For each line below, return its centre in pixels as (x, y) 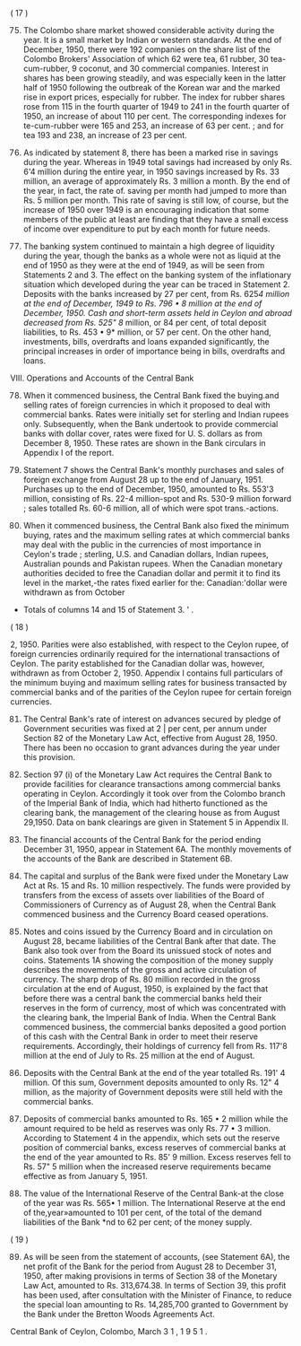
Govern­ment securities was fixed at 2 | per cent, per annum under (145, 729)
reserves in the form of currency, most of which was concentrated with (154, 1008)
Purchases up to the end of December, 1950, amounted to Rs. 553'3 (148, 489)
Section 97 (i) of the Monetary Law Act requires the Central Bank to (147, 774)
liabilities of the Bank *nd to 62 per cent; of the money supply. (138, 1222)
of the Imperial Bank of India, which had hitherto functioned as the (145, 803)
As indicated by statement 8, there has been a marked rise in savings (150, 153)
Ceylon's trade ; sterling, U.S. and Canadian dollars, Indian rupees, (146, 554)
